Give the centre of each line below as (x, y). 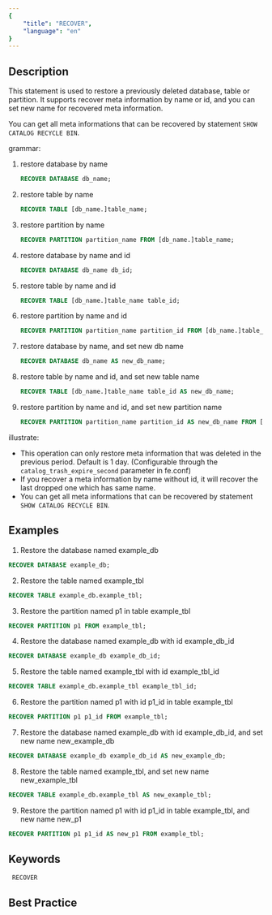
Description (38, 71)
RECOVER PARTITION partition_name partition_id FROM (111, 331)
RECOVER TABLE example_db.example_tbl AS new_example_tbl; (110, 795)
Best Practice (43, 902)
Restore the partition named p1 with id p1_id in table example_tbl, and (135, 810)
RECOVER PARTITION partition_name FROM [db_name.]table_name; (127, 240)
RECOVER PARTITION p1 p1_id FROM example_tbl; (88, 717)
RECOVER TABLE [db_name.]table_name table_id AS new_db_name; (127, 392)
